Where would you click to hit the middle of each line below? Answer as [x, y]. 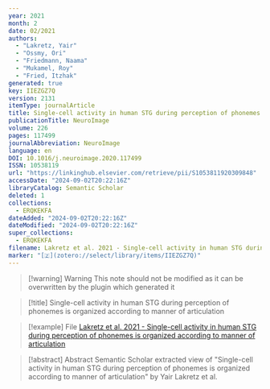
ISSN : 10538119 [34, 166]
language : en [30, 151]
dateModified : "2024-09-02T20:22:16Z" [73, 226]
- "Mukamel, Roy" [45, 68]
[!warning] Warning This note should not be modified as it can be [135, 278]
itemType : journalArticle [51, 106]
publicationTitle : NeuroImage [59, 121]
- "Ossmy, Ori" [41, 53]
